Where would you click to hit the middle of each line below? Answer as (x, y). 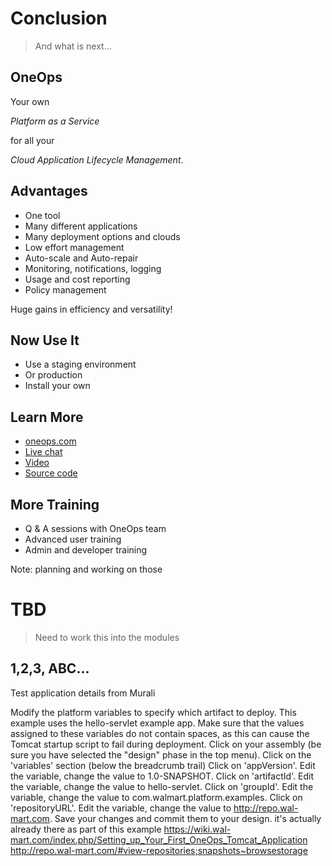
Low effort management (74, 247)
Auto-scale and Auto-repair (81, 258)
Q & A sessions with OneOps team (95, 528)
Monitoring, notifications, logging (93, 268)
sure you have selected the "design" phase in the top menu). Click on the (161, 754)
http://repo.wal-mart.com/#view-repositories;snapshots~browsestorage (159, 850)
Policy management (65, 289)
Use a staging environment (80, 364)
